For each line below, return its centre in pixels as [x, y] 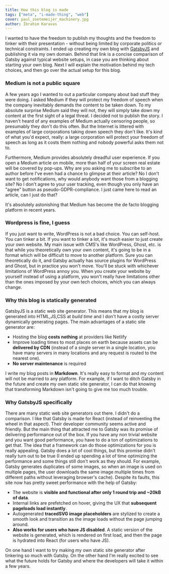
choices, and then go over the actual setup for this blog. [63, 70]
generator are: [20, 327]
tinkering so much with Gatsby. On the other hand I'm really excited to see [82, 555]
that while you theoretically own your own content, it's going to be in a [78, 250]
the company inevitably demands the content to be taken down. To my [78, 105]
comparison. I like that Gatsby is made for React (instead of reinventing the [83, 419]
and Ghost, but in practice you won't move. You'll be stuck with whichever [82, 266]
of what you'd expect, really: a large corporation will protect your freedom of [84, 137]
